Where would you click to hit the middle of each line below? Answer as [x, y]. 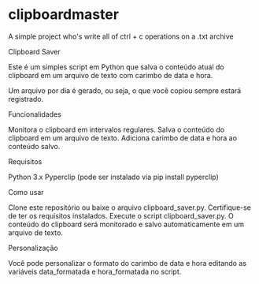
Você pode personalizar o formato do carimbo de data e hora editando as [127, 263]
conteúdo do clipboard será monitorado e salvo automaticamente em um [126, 224]
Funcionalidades [35, 114]
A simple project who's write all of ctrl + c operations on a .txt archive [121, 36]
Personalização [33, 248]
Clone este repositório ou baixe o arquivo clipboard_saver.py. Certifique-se [130, 207]
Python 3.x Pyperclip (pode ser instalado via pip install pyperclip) [113, 177]
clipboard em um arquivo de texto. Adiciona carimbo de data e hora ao [123, 138]
